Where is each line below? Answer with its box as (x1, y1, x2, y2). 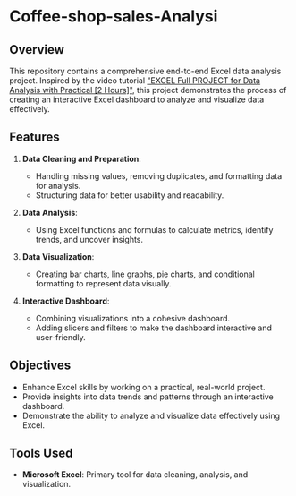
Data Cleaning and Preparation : (21, 153, 141, 164)
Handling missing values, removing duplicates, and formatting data (35, 170, 283, 181)
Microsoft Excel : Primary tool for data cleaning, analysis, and (21, 469, 249, 480)
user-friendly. (35, 331, 87, 342)
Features (9, 130, 60, 145)
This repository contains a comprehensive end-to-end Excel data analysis (9, 65, 282, 76)
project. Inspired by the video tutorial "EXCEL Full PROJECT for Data (9, 75, 261, 86)
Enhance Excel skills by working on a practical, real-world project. (21, 381, 266, 392)
